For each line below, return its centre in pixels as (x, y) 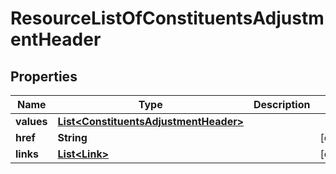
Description (282, 104)
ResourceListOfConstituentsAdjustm (167, 18)
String (72, 137)
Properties (44, 76)
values (31, 121)
